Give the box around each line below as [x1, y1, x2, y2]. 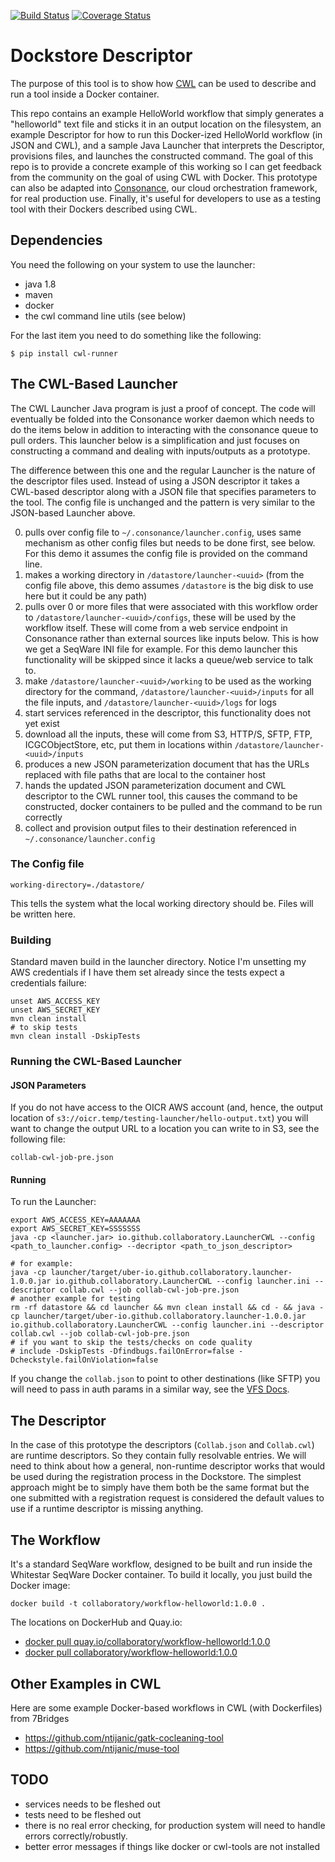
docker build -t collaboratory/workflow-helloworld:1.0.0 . [10, 1599, 267, 1609]
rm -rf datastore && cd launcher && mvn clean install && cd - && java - [10, 1303, 325, 1313]
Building [10, 933, 52, 947]
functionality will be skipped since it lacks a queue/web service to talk [24, 653, 314, 665]
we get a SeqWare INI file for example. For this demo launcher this [24, 643, 298, 655]
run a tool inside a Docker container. [10, 88, 160, 100]
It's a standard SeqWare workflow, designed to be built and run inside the [10, 1558, 313, 1570]
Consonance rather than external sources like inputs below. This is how [24, 632, 319, 644]
